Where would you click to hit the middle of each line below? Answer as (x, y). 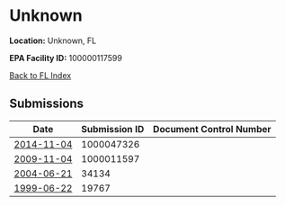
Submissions (46, 104)
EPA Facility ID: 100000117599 (66, 58)
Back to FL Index (40, 75)
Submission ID (112, 129)
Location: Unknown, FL (53, 40)
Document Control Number (212, 129)
